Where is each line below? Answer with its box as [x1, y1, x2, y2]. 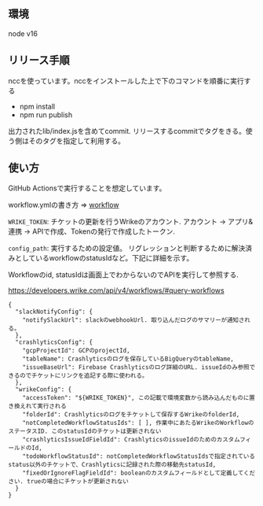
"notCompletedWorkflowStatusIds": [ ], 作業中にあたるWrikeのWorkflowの [22, 419, 254, 427]
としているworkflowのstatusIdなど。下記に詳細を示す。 [14, 253, 194, 263]
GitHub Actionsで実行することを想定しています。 [8, 183, 166, 193]
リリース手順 [8, 54, 70, 67]
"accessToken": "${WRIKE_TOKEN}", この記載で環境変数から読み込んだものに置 [22, 394, 255, 402]
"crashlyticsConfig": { [15, 338, 93, 346]
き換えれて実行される [8, 402, 67, 411]
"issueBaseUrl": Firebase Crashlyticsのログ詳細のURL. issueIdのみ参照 [22, 364, 250, 371]
